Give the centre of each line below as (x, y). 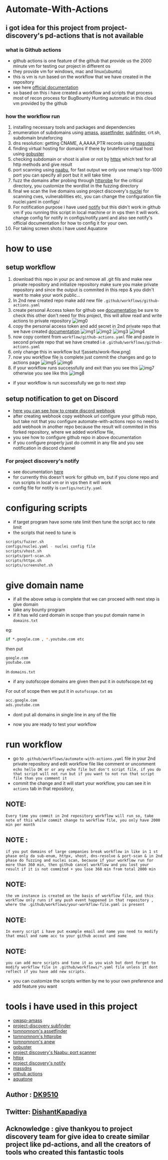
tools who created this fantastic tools (65, 1152)
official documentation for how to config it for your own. (70, 223)
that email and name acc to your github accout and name (66, 936)
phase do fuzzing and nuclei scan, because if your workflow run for (80, 860)
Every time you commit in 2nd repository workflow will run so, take (80, 816)
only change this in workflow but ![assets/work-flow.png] (72, 352)
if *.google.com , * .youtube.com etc (45, 639)
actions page (26, 362)
